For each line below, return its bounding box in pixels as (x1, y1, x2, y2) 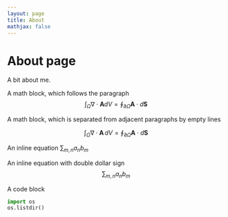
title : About (7, 17, 45, 24)
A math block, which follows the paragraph (7, 89, 129, 98)
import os (7, 198, 36, 205)
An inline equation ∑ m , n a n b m (7, 144, 88, 153)
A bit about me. (7, 76, 51, 84)
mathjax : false (7, 23, 51, 30)
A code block (7, 184, 45, 193)
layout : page (7, 10, 45, 17)
